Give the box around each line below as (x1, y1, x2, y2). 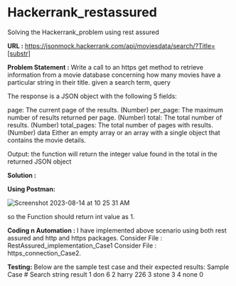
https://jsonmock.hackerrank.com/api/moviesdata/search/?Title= (24, 41, 215, 50)
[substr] (7, 49, 31, 58)
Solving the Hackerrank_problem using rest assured (7, 28, 160, 36)
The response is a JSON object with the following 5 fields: (7, 92, 178, 100)
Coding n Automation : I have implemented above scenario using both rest (7, 226, 227, 235)
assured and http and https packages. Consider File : (7, 233, 163, 242)
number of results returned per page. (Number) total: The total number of (7, 113, 222, 122)
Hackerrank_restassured (7, 4, 158, 21)
